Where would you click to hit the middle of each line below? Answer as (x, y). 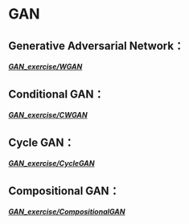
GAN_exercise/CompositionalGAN (67, 212)
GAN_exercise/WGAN (45, 67)
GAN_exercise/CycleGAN (51, 164)
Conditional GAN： (56, 94)
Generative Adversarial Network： (97, 46)
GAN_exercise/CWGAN (48, 115)
